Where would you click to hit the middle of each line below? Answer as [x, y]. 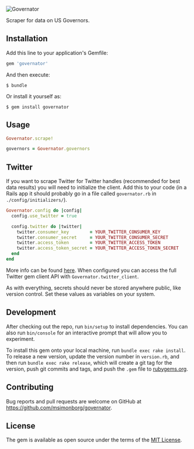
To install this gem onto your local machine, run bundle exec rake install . [96, 350]
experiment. [20, 339]
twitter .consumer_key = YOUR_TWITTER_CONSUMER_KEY [89, 232]
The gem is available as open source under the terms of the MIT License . [94, 440]
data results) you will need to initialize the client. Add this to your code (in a [96, 188]
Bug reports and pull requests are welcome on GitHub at [74, 401]
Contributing [30, 387]
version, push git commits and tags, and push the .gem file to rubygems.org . [97, 369]
